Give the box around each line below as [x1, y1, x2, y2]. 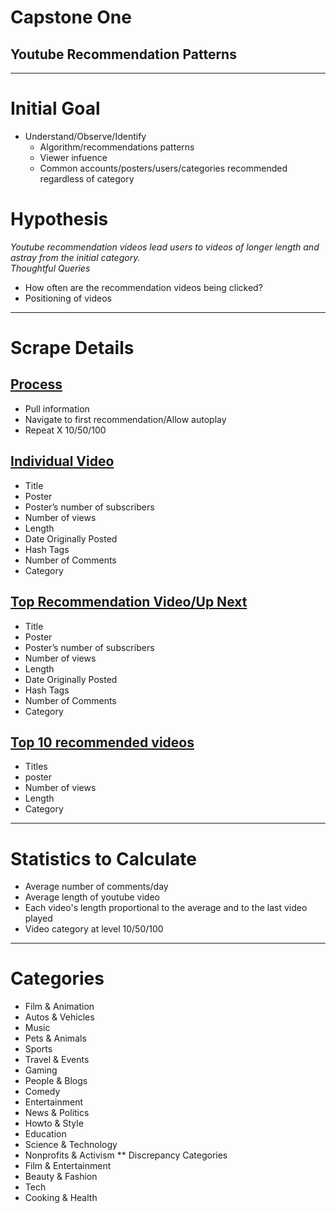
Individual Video [10, 453, 115, 470]
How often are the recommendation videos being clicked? [24, 281, 263, 293]
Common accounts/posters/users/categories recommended [39, 162, 288, 174]
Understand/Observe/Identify [24, 130, 147, 142]
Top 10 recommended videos [10, 734, 195, 751]
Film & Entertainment [24, 1160, 112, 1172]
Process [10, 376, 63, 393]
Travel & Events [24, 1054, 90, 1066]
